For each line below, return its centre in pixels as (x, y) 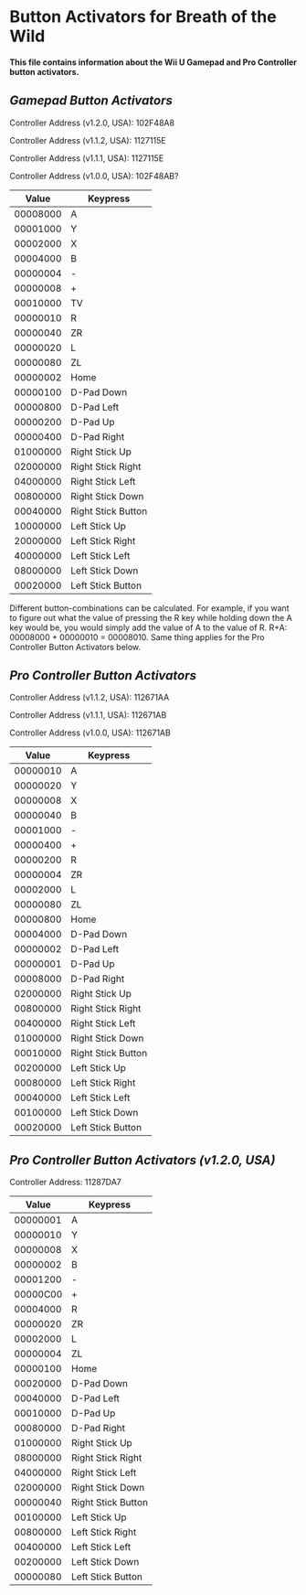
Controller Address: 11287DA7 (65, 1183)
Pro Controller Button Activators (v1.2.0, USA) (142, 1160)
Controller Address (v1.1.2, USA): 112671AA (90, 698)
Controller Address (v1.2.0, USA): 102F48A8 (92, 123)
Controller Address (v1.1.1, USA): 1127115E (87, 158)
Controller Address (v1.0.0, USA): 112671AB (90, 733)
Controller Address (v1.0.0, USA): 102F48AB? (94, 176)
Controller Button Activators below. (75, 647)
